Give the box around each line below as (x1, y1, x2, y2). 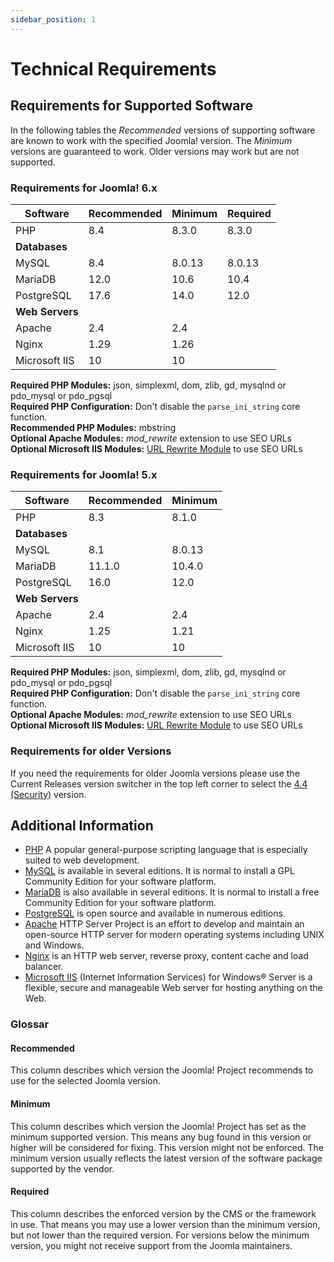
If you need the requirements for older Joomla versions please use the (10, 767, 300, 779)
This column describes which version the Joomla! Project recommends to (10, 1064, 314, 1076)
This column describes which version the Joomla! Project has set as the (10, 1120, 307, 1132)
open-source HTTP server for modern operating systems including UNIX (24, 929, 325, 941)
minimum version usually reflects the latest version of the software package (10, 1152, 323, 1164)
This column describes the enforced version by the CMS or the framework (10, 1207, 317, 1220)
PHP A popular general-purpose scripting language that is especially (24, 844, 308, 856)
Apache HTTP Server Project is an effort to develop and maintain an (24, 918, 305, 930)
